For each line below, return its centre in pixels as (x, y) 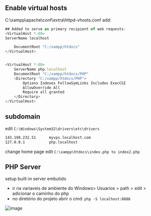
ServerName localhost (27, 38)
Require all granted (44, 92)
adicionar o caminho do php (40, 193)
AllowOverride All (41, 88)
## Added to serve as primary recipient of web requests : (65, 29)
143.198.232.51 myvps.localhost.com (48, 137)
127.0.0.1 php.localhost (41, 142)
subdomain (23, 117)
